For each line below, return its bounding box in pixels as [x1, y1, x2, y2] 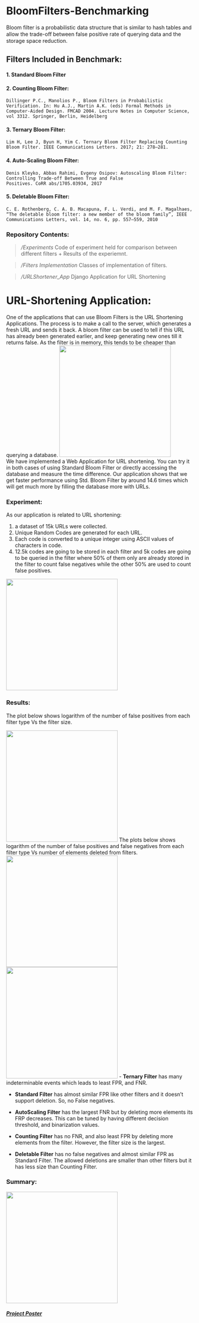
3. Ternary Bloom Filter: [6, 126, 66, 133]
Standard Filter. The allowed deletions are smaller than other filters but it [14, 1157, 192, 1164]
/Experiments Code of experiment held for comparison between [20, 244, 177, 251]
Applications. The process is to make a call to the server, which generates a [6, 320, 191, 327]
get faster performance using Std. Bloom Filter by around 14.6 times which [6, 477, 188, 484]
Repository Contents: [6, 230, 70, 238]
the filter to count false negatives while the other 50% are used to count [14, 560, 191, 568]
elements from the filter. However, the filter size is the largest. [14, 1139, 166, 1146]
